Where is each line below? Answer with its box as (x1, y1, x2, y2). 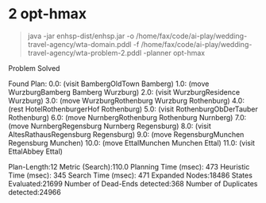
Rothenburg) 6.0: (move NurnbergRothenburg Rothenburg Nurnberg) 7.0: (8, 112, 247, 122)
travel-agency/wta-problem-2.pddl (27, 48, 142, 57)
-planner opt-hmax (143, 48, 205, 57)
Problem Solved (8, 63, 60, 72)
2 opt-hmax (8, 5, 87, 23)
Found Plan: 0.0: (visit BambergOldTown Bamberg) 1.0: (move (8, 79, 210, 88)
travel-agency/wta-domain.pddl (27, 39, 132, 49)
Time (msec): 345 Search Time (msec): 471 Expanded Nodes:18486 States (8, 170, 253, 180)
